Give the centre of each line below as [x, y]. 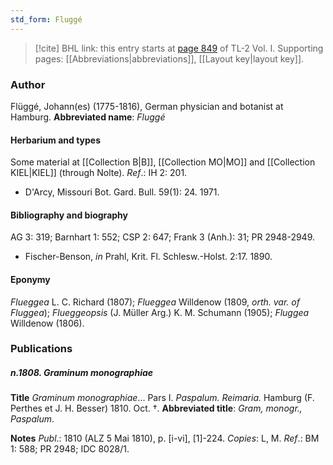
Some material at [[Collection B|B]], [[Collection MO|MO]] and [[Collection [163, 162]
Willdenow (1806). [47, 323]
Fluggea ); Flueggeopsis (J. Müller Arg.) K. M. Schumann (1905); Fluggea [160, 312]
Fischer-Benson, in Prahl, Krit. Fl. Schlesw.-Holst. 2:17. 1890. [148, 257]
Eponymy [30, 279]
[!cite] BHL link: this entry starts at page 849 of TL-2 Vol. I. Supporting [179, 48]
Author [28, 84]
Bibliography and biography [69, 215]
